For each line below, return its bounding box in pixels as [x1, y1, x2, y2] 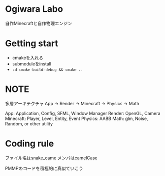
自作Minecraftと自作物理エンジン [5, 20, 72, 26]
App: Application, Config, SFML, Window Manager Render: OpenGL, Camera [5, 110, 161, 116]
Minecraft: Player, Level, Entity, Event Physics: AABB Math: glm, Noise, [5, 116, 148, 121]
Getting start [5, 38, 58, 49]
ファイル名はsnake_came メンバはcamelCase [5, 155, 98, 161]
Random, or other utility [5, 120, 53, 126]
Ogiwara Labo [5, 3, 63, 15]
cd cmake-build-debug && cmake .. [12, 67, 83, 72]
